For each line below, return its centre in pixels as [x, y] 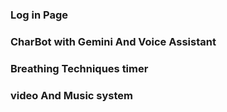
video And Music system [71, 95]
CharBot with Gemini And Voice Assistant [113, 41]
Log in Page [39, 15]
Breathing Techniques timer [79, 68]
